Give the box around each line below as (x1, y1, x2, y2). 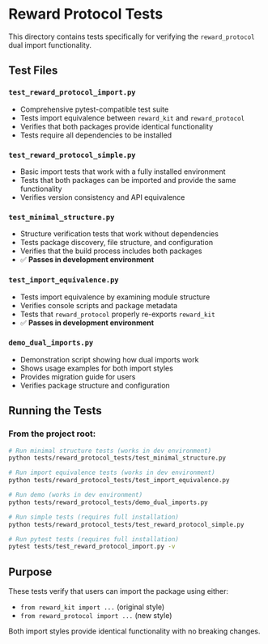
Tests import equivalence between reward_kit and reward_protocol (19, 112, 245, 122)
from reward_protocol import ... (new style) (19, 611, 172, 621)
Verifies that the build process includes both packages (19, 246, 202, 256)
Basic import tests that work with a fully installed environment (19, 167, 226, 176)
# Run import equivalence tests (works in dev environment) (8, 468, 216, 477)
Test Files (8, 64, 58, 78)
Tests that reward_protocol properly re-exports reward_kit (19, 309, 216, 319)
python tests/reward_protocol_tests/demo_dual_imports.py (8, 498, 208, 506)
